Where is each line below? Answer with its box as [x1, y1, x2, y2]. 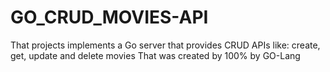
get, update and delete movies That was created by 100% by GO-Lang [10, 49, 301, 61]
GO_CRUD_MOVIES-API [10, 6, 209, 29]
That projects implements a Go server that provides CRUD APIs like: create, [10, 39, 321, 51]
